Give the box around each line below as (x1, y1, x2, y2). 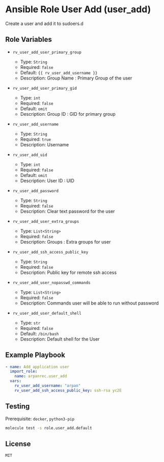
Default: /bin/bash (20, 330, 59, 337)
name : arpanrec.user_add (14, 374, 67, 379)
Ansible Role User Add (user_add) (5, 4, 151, 15)
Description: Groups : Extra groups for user (20, 239, 111, 245)
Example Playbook (5, 351, 65, 360)
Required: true (20, 136, 51, 142)
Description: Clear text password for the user (20, 208, 115, 214)
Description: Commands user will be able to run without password (20, 300, 159, 306)
